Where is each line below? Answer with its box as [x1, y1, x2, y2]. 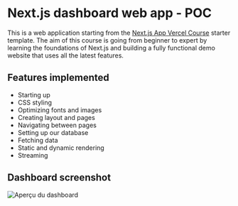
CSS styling [17, 98, 52, 107]
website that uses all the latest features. [7, 51, 124, 60]
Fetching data [17, 136, 58, 144]
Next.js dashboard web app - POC [7, 5, 212, 21]
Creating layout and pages [17, 113, 96, 121]
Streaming [17, 151, 48, 159]
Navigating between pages [17, 121, 97, 129]
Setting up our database [17, 128, 89, 136]
